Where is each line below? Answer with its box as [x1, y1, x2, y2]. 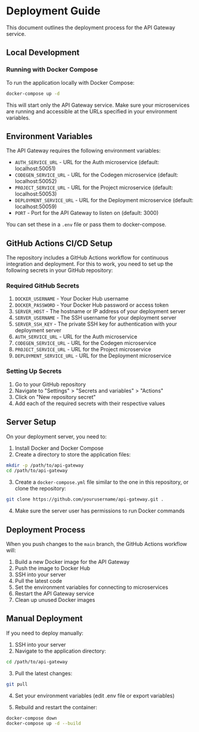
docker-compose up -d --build [6, 721, 82, 727]
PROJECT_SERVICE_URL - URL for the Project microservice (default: [14, 184, 173, 192]
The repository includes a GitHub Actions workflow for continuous [6, 254, 169, 261]
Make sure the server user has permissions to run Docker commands [14, 507, 185, 514]
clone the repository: [14, 485, 67, 492]
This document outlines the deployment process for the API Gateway [6, 24, 176, 31]
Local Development [6, 48, 80, 58]
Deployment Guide [6, 4, 101, 18]
